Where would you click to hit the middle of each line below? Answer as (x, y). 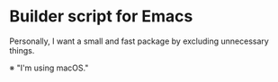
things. (22, 50)
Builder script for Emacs (101, 16)
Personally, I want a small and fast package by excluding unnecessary (139, 41)
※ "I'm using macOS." (49, 68)
